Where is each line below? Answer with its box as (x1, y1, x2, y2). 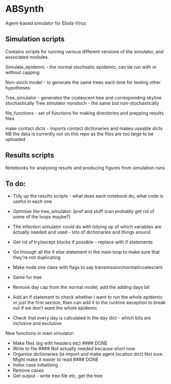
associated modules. (5, 54, 49, 60)
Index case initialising (12, 362, 58, 368)
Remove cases (12, 367, 44, 374)
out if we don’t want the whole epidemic (12, 305, 98, 311)
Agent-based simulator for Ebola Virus (5, 20, 86, 26)
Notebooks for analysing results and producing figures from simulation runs (5, 164, 165, 170)
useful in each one (12, 198, 52, 205)
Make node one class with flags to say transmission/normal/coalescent (12, 264, 163, 270)
